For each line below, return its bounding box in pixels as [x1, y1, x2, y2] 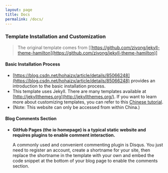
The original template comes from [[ [17, 44, 92, 50]
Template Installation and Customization [5, 33, 106, 40]
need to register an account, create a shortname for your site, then [12, 147, 150, 153]
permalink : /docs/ [5, 16, 44, 21]
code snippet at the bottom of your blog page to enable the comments [12, 158, 158, 164]
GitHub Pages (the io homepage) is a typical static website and [12, 127, 146, 133]
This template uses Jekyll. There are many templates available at [12, 88, 146, 94]
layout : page [5, 7, 33, 12]
